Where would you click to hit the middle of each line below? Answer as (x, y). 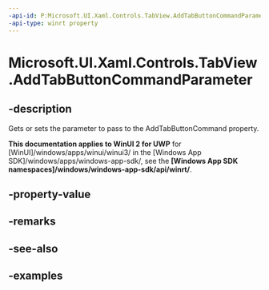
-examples (36, 276)
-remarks (32, 222)
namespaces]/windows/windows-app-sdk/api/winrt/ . (100, 169)
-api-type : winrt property (53, 23)
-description (40, 109)
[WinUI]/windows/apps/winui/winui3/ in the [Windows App (105, 152)
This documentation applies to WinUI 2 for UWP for (95, 144)
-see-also (33, 248)
